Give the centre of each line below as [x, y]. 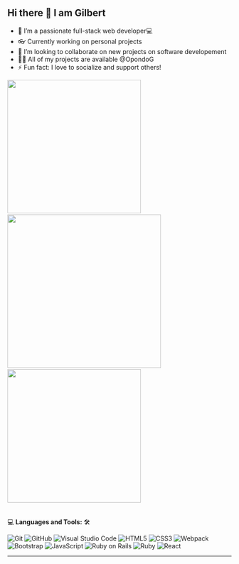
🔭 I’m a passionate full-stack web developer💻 [85, 31]
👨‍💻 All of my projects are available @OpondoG [86, 59]
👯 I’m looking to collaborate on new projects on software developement [122, 51]
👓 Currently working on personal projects [80, 41]
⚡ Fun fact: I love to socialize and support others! [89, 67]
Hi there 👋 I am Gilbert [57, 13]
